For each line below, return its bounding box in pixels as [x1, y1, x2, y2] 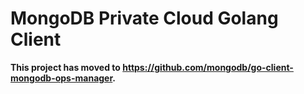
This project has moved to [10, 61, 121, 73]
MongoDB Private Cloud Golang [10, 7, 279, 30]
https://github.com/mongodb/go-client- [122, 61, 294, 73]
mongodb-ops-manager [10, 72, 113, 84]
